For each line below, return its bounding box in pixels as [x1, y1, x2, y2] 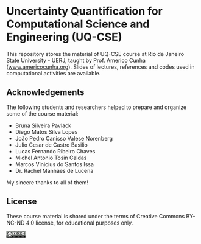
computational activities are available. [6, 69, 101, 77]
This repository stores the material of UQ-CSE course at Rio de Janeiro [6, 50, 185, 57]
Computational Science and [6, 17, 150, 31]
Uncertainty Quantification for [6, 4, 163, 18]
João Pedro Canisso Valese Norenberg [15, 134, 113, 142]
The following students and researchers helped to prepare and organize [6, 103, 187, 111]
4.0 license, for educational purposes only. [26, 219, 133, 226]
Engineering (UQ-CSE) [6, 30, 122, 44]
